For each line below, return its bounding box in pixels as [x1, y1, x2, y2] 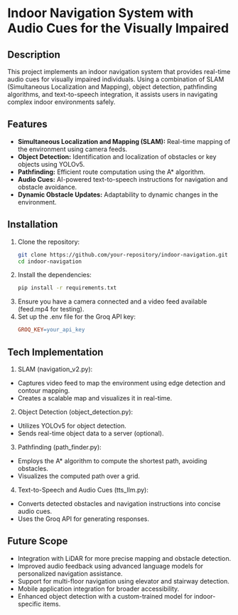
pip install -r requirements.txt [17, 284, 117, 291]
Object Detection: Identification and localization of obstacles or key [17, 152, 217, 161]
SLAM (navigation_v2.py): [17, 365, 93, 373]
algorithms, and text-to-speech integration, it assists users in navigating [7, 91, 218, 98]
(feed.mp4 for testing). [17, 305, 85, 314]
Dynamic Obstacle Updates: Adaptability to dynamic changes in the [17, 190, 219, 199]
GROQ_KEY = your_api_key [17, 326, 85, 334]
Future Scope [7, 535, 68, 547]
